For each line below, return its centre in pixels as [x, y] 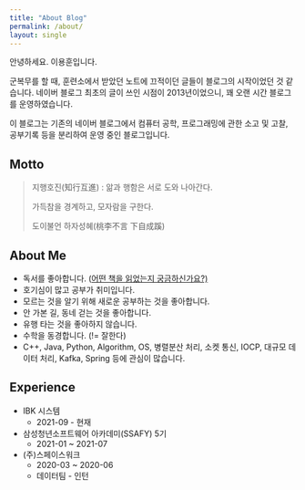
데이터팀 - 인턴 [62, 475]
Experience [42, 387]
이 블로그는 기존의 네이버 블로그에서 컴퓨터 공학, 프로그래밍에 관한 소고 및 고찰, [149, 123]
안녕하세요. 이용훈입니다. [53, 62]
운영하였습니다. [46, 104]
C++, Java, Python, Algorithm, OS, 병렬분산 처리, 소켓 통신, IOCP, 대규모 [154, 347]
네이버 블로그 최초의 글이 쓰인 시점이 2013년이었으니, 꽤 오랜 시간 [152, 93]
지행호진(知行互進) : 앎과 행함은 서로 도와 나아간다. [122, 187]
